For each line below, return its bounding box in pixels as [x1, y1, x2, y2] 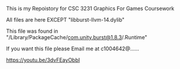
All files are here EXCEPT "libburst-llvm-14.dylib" [6, 16, 125, 23]
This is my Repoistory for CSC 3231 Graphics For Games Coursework [6, 5, 175, 12]
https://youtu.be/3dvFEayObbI [6, 57, 80, 63]
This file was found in [6, 27, 58, 34]
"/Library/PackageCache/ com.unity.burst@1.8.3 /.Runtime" [6, 34, 148, 40]
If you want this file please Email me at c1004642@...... [6, 45, 140, 52]
